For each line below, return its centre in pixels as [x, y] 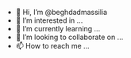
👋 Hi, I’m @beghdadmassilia [62, 12]
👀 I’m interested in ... [49, 20]
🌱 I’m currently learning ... [58, 29]
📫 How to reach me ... [52, 46]
